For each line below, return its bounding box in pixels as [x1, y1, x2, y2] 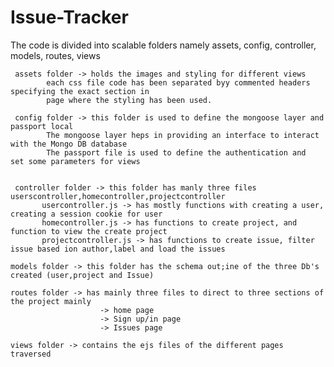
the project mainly [10, 296, 92, 306]
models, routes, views [10, 49, 101, 61]
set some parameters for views [10, 156, 141, 166]
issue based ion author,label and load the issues [10, 244, 226, 254]
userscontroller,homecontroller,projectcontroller [10, 191, 226, 201]
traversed [10, 349, 52, 359]
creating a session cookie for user [10, 209, 163, 219]
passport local [10, 121, 74, 131]
